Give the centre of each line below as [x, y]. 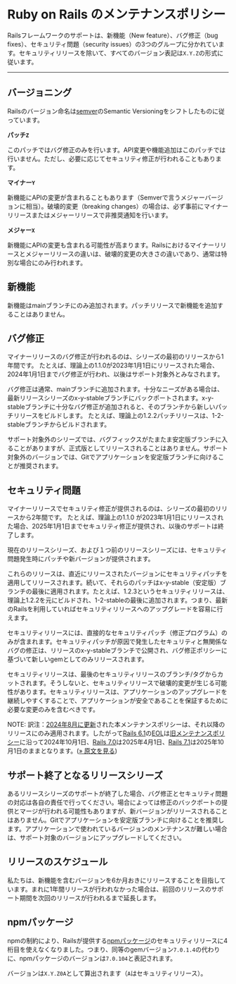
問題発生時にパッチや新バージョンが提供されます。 [81, 559]
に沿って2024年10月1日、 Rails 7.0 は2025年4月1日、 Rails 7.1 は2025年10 [122, 742]
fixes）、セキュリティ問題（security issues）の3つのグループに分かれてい [113, 44]
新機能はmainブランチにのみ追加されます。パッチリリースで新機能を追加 [112, 305]
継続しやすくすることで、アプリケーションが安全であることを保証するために [118, 701]
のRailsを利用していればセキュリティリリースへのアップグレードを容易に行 [115, 609]
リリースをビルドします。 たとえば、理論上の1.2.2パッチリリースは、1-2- [118, 416]
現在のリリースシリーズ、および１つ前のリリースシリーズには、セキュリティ [117, 550]
